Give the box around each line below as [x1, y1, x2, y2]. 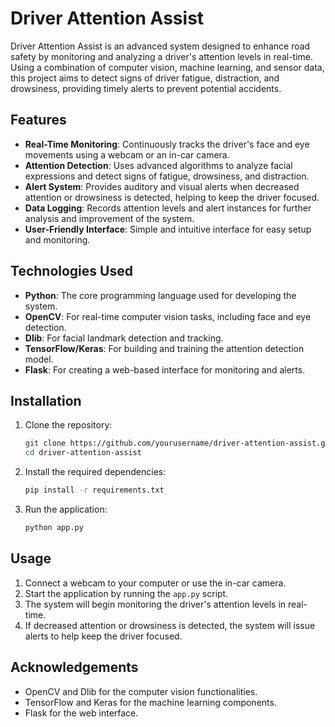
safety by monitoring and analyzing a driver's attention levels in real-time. [10, 50, 314, 62]
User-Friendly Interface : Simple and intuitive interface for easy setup [24, 223, 312, 235]
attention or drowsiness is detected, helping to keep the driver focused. [24, 191, 320, 203]
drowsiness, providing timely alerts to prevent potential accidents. [10, 82, 282, 94]
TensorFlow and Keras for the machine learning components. [24, 696, 277, 708]
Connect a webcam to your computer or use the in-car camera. [24, 577, 287, 589]
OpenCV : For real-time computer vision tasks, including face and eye [24, 310, 312, 322]
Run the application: [24, 503, 108, 515]
